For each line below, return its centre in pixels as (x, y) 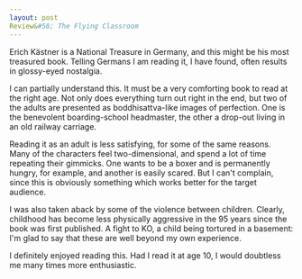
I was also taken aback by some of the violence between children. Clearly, (147, 209)
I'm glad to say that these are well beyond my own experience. (125, 238)
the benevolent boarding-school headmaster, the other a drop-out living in (147, 117)
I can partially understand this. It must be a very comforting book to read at (149, 88)
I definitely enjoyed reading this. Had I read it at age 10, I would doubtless (145, 255)
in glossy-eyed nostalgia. (56, 71)
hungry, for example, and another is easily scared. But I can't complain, (142, 173)
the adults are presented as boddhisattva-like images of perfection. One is (147, 107)
